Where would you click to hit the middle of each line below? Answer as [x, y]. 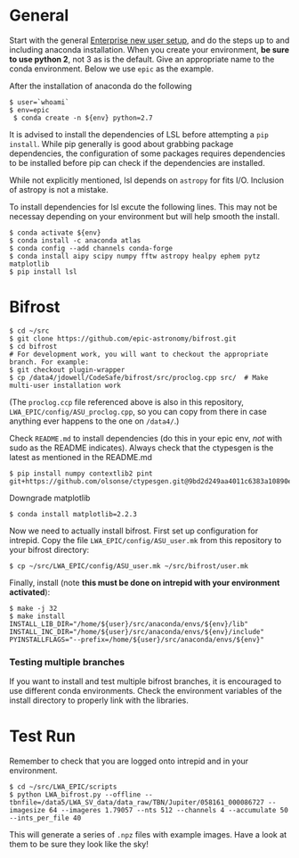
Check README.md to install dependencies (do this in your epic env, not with [146, 438]
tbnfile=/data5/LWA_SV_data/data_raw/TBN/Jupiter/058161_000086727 [137, 803]
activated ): [30, 592]
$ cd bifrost [33, 346]
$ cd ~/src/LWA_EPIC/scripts [63, 787]
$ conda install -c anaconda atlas [75, 240]
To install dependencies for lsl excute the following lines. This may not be [143, 207]
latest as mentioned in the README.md [81, 457]
